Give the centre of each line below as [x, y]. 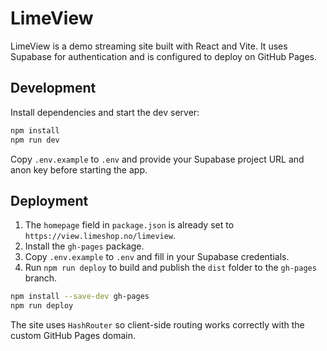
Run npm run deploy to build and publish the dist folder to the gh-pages [170, 268]
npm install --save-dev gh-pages [80, 297]
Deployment [49, 200]
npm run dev [35, 140]
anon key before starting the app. [79, 169]
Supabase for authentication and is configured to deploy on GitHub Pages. [163, 56]
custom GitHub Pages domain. [73, 336]
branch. [41, 278]
